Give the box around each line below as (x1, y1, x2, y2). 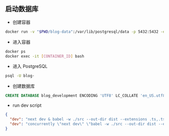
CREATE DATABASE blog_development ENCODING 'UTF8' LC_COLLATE (5, 93, 138, 98)
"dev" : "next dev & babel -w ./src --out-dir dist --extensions (10, 117, 147, 122)
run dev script (12, 102, 42, 108)
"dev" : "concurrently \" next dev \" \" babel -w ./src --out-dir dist (10, 121, 156, 126)
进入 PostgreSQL (12, 63, 48, 70)
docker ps (5, 49, 26, 54)
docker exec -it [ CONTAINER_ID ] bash (5, 53, 84, 59)
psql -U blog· (5, 74, 35, 79)
